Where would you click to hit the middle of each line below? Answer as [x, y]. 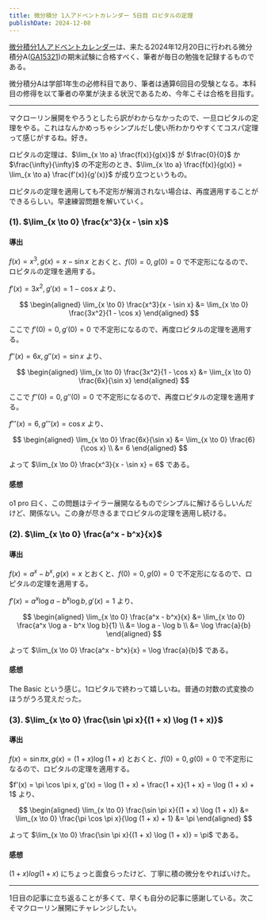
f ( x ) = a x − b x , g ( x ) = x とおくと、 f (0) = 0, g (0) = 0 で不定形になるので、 [127, 573]
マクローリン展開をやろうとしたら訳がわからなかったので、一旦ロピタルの [130, 118]
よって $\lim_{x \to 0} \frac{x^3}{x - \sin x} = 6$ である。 [101, 464]
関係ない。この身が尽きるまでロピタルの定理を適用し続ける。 [130, 513]
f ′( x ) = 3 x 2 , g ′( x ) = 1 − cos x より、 [65, 288]
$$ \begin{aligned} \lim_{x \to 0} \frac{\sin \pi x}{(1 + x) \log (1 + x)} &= [134, 810]
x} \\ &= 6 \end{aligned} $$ [144, 448]
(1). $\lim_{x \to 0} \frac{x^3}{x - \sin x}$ [89, 222]
